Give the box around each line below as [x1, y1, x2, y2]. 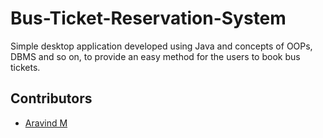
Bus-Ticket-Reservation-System [10, 7, 287, 30]
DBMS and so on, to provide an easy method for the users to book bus [10, 50, 301, 62]
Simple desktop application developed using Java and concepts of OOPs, [10, 40, 313, 52]
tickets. [10, 61, 41, 73]
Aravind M [24, 117, 68, 129]
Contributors [10, 90, 93, 107]
